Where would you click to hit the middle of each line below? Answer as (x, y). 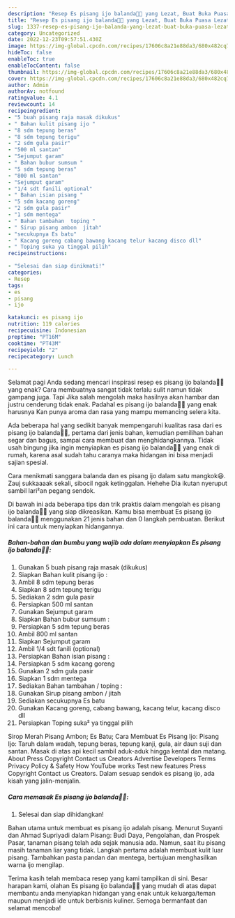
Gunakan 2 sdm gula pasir (55, 671)
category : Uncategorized (44, 33)
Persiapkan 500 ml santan (55, 604)
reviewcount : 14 (31, 105)
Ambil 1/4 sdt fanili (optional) (59, 649)
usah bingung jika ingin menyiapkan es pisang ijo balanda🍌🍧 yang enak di (114, 447)
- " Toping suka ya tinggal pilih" (60, 247)
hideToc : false (30, 53)
